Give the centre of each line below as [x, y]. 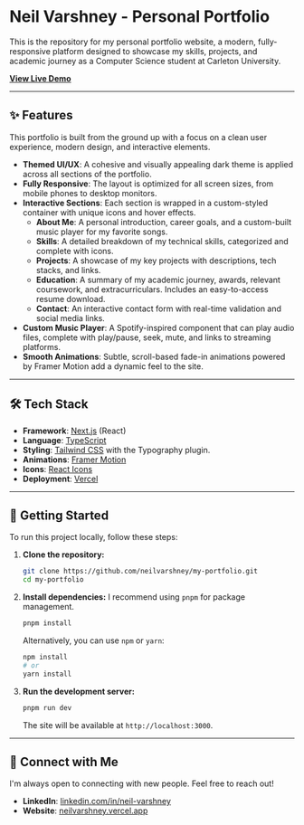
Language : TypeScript [64, 440]
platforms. [42, 346]
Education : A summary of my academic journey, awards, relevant [158, 280]
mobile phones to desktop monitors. [90, 193]
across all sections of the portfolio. [87, 174]
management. [48, 607]
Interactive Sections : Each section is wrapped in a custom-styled [145, 203]
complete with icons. [75, 251]
